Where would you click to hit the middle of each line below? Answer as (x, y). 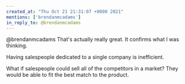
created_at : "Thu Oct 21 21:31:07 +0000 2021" (65, 12)
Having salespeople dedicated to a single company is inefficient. (85, 57)
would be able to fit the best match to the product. (68, 75)
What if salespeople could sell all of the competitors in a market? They (92, 69)
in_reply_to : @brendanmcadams (44, 22)
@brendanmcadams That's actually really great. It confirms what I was (93, 40)
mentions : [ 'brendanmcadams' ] (44, 17)
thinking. (17, 46)
